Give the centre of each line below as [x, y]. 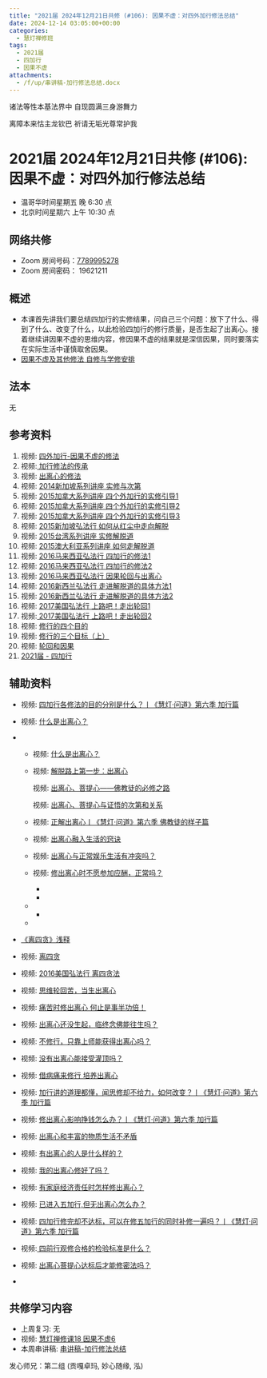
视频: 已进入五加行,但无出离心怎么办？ [83, 1204]
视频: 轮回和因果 [47, 645]
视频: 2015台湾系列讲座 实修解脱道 [77, 536]
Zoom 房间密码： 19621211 [64, 271]
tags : [18, 46]
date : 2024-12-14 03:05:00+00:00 [65, 23]
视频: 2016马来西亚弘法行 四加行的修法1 [86, 556]
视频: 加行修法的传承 [54, 465]
